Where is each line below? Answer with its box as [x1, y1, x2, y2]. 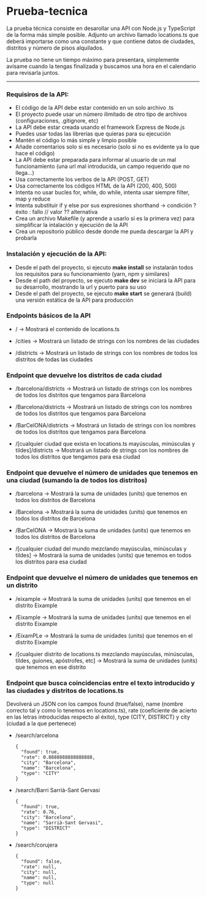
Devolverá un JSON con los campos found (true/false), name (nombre [6, 700, 183, 708]
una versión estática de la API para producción [15, 296, 134, 303]
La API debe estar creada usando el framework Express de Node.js [15, 124, 185, 131]
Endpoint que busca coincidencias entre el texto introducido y [6, 679, 195, 687]
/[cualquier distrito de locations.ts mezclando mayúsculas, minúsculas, [15, 650, 194, 657]
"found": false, [21, 858, 63, 865]
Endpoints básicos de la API [6, 311, 91, 320]
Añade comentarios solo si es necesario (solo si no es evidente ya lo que [15, 143, 200, 151]
